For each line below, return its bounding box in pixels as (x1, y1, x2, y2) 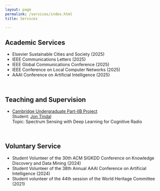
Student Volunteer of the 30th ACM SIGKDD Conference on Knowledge (12, 155, 155, 161)
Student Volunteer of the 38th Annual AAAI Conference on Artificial (12, 165, 147, 171)
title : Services (5, 16, 38, 21)
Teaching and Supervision (5, 95, 86, 104)
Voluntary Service (5, 142, 61, 151)
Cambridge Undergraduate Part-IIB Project (12, 108, 98, 114)
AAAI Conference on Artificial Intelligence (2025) (12, 72, 110, 78)
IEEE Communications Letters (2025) (12, 56, 86, 62)
